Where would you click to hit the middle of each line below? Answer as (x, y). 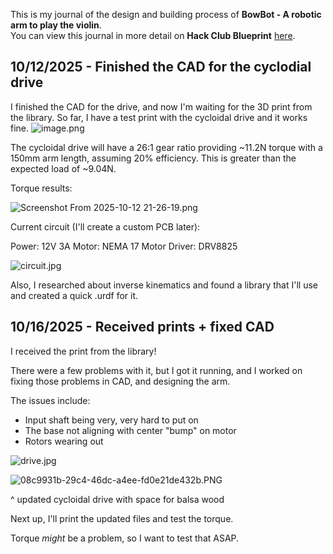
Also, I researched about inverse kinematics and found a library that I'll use (164, 285)
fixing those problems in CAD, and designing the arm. (120, 381)
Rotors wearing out (64, 441)
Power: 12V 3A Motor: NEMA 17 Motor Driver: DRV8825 (124, 246)
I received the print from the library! (83, 351)
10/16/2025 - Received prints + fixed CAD (142, 327)
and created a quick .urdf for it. (74, 295)
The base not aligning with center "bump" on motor (130, 430)
